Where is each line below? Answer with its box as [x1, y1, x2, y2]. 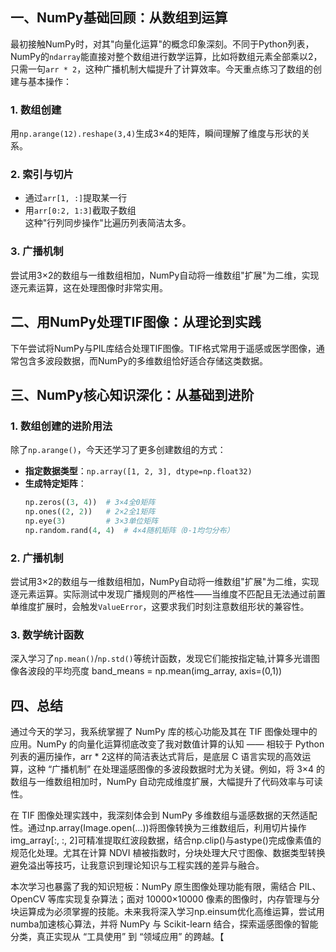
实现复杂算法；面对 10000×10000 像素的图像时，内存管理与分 [64, 893, 320, 905]
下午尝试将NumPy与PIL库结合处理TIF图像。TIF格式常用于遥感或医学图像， [10, 342, 317, 354]
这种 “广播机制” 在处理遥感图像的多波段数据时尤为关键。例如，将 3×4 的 [27, 763, 326, 775]
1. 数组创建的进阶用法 [10, 419, 113, 433]
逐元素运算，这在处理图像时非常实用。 [10, 281, 168, 293]
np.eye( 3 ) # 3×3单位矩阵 [24, 516, 159, 526]
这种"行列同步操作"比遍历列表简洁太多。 [24, 217, 192, 229]
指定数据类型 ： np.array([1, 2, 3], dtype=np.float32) [24, 465, 253, 477]
